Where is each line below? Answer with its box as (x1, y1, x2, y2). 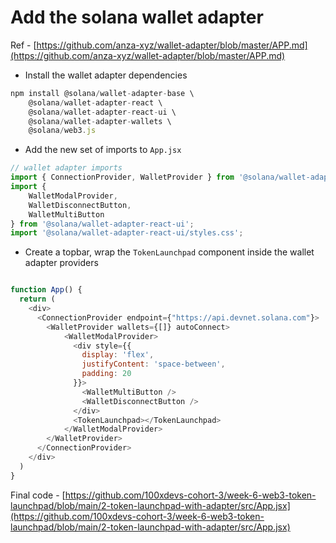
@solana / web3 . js (28, 126, 97, 136)
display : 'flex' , (81, 350, 155, 360)
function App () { (10, 285, 83, 295)
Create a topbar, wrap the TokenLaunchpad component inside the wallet (24, 246, 315, 258)
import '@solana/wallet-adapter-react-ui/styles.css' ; (10, 228, 244, 238)
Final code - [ (10, 489, 66, 501)
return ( (19, 294, 56, 305)
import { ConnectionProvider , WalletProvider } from (10, 172, 235, 183)
